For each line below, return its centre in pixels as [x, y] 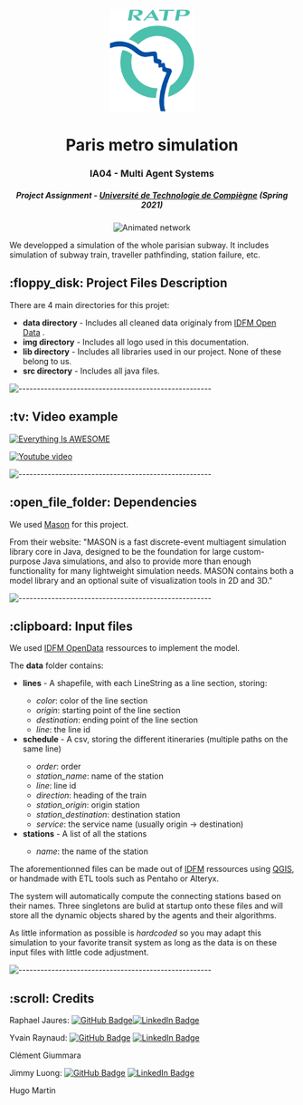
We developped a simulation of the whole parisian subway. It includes [139, 246]
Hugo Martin [33, 1090]
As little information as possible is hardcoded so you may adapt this [136, 933]
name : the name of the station [92, 851]
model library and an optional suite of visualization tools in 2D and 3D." [141, 580]
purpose [25, 561]
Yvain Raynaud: [38, 1038]
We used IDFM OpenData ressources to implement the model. [125, 648]
